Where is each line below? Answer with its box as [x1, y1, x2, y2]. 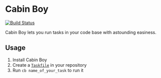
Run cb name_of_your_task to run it [12, 67, 84, 73]
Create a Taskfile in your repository [12, 62, 87, 68]
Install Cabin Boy [12, 57, 47, 63]
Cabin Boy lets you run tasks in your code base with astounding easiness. [5, 29, 157, 35]
